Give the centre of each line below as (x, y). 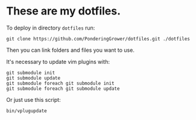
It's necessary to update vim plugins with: (58, 62)
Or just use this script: (34, 99)
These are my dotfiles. (64, 11)
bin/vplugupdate (27, 111)
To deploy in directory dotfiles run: (51, 28)
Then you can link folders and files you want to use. (70, 50)
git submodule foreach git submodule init (60, 83)
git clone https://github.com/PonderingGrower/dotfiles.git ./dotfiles (98, 39)
